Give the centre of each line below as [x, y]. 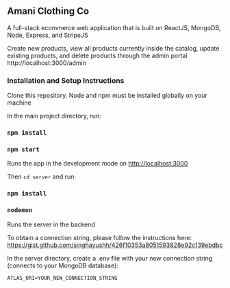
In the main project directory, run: [54, 116]
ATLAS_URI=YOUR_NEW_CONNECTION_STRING [62, 278]
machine [20, 103]
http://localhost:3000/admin [47, 63]
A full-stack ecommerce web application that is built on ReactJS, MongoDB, [114, 27]
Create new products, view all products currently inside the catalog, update [113, 48]
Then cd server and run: [42, 176]
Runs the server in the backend [51, 224]
